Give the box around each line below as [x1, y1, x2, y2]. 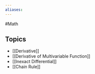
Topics [5, 35, 26, 43]
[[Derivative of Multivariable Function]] [12, 53, 91, 59]
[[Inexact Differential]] [12, 59, 57, 65]
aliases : [5, 7, 23, 12]
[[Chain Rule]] [12, 64, 41, 70]
